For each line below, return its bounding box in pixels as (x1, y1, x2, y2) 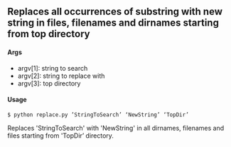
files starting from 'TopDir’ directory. (7, 131, 114, 140)
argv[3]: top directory (17, 78, 81, 88)
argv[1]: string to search (17, 64, 88, 72)
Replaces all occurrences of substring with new (7, 6, 222, 18)
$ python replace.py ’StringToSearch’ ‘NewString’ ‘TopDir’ (7, 111, 190, 118)
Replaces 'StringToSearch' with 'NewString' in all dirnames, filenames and (7, 123, 225, 132)
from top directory (7, 28, 90, 40)
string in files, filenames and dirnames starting (7, 17, 219, 29)
